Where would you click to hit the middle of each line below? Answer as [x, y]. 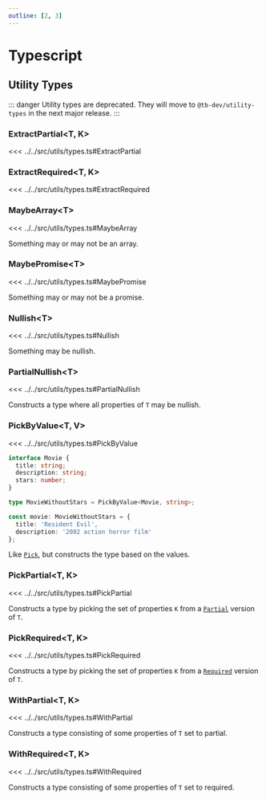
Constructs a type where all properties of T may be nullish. [105, 405]
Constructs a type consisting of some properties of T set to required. [121, 787]
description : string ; [52, 473]
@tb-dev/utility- [226, 105]
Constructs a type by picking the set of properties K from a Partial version [131, 608]
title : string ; [41, 465]
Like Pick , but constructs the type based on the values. [99, 554]
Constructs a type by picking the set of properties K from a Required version [133, 671]
